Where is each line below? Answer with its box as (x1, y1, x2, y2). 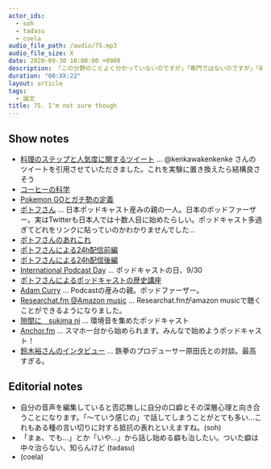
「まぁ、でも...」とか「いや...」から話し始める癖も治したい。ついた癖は (19, 433, 259, 442)
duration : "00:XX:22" (8, 72, 81, 80)
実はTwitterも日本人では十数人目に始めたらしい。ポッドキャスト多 (34, 215, 256, 224)
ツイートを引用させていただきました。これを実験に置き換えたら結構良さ (19, 164, 261, 174)
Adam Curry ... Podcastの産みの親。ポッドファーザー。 (19, 285, 204, 295)
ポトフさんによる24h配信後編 (19, 255, 119, 265)
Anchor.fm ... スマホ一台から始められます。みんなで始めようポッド (19, 325, 241, 335)
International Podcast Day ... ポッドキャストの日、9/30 (19, 265, 203, 274)
